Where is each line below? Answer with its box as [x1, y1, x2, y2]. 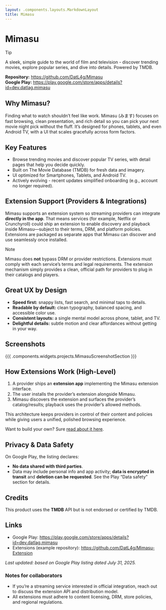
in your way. [12, 325, 38, 331]
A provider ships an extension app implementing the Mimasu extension [12, 380, 159, 387]
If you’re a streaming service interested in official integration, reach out [12, 583, 158, 589]
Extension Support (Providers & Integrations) [5, 197, 147, 206]
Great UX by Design [5, 286, 67, 295]
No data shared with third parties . [12, 463, 83, 469]
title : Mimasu [5, 12, 35, 17]
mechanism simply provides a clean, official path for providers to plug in [5, 266, 153, 272]
